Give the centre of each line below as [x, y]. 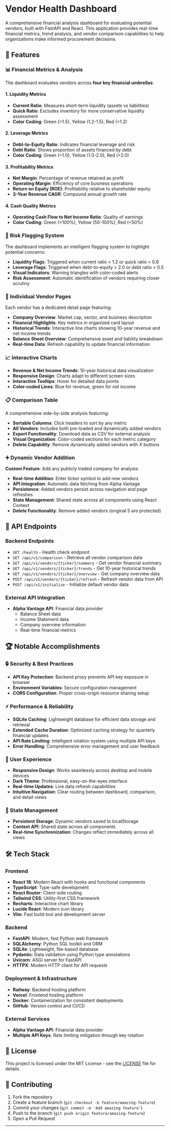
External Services [28, 1019]
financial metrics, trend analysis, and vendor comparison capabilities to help [85, 33]
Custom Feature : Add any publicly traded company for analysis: [72, 469]
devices [21, 776]
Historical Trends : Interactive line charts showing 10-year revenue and [86, 328]
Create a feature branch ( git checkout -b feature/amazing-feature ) [84, 1102]
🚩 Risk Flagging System [35, 236]
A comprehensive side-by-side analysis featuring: [57, 413]
